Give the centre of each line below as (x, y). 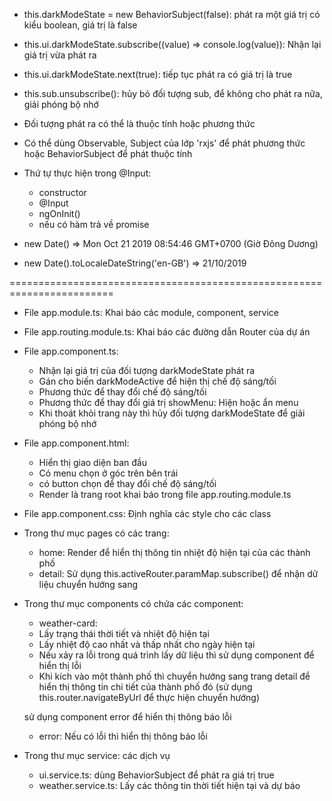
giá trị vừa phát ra (60, 55)
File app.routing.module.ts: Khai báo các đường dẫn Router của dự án (167, 332)
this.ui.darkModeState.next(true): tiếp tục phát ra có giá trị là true (158, 74)
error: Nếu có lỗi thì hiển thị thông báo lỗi (123, 736)
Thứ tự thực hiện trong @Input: (87, 173)
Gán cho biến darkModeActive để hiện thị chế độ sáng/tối (157, 381)
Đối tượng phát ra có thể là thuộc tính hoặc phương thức (139, 123)
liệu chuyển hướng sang (88, 584)
